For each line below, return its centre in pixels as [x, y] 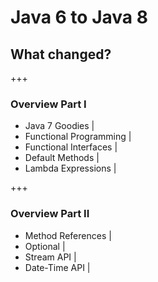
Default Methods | [62, 158]
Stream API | [50, 257]
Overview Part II [50, 214]
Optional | [45, 246]
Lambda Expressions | [70, 168]
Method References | [68, 235]
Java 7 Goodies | [59, 126]
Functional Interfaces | [71, 147]
